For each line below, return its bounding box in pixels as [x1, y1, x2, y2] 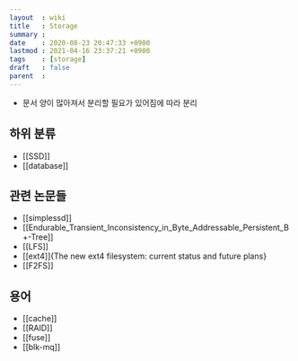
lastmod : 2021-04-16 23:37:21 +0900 [9, 47, 151, 56]
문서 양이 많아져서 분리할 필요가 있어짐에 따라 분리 [22, 97, 197, 108]
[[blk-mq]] [22, 342, 61, 353]
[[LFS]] [22, 242, 49, 252]
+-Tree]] [22, 232, 54, 242]
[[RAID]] [22, 322, 53, 333]
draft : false [9, 64, 70, 73]
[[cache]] [22, 313, 57, 324]
